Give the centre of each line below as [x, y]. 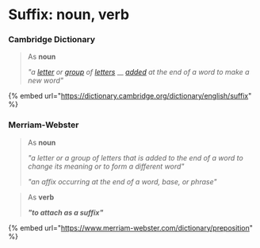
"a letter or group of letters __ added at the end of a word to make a [138, 72]
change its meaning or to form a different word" [106, 166]
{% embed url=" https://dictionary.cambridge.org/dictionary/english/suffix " [130, 96]
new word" [46, 80]
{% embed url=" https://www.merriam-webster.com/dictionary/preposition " [131, 227]
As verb [41, 197]
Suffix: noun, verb [69, 15]
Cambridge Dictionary [52, 40]
